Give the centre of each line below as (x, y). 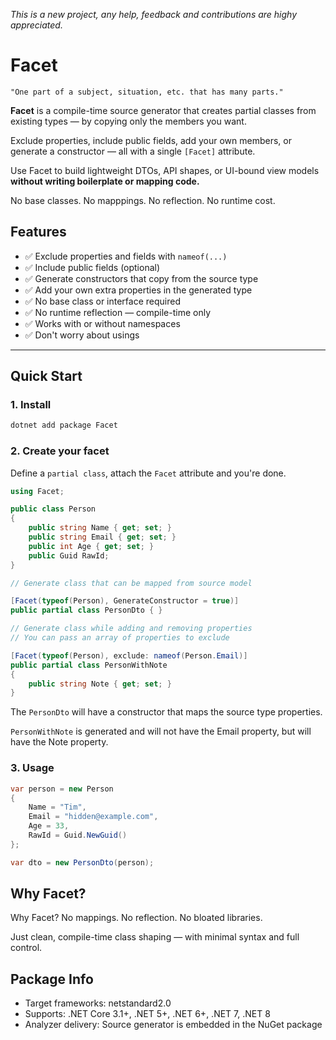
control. (26, 948)
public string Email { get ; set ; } (102, 537)
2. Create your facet (60, 451)
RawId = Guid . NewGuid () (78, 835)
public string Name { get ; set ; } (100, 528)
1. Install (31, 405)
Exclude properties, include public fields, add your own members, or (151, 140)
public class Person (53, 509)
